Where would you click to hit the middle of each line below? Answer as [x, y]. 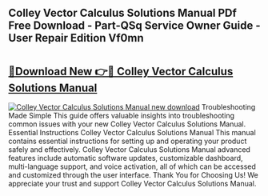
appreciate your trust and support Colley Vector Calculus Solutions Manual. [132, 184]
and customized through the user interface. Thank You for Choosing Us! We [133, 175]
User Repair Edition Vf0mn [76, 38]
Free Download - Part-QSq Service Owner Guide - [135, 26]
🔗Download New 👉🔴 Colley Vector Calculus [121, 71]
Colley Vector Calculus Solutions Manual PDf [123, 13]
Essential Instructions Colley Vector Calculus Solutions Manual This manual [132, 132]
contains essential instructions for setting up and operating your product [128, 141]
